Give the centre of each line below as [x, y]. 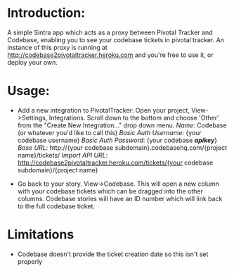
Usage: [29, 91]
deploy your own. [33, 62]
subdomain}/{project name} [58, 170]
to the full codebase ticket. [56, 206]
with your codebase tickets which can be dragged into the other [110, 191]
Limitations [41, 235]
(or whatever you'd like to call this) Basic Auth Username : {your [109, 132]
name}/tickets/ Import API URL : [63, 155]
